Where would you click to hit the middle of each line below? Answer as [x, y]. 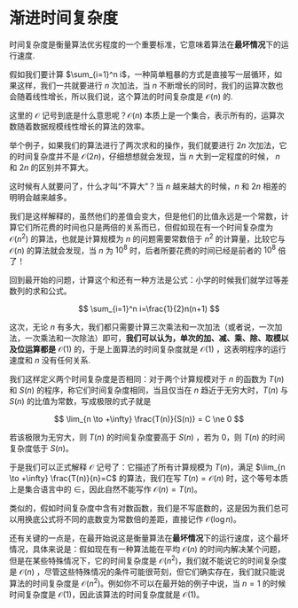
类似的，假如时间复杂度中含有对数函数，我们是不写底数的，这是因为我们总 [145, 508]
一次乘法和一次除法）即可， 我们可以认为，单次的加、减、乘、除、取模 [153, 339]
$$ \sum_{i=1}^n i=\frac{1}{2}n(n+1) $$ [149, 309]
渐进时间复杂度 [64, 18]
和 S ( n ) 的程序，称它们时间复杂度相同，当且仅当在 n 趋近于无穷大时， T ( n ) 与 [149, 390]
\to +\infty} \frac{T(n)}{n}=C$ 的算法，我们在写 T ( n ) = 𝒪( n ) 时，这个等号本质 [149, 479]
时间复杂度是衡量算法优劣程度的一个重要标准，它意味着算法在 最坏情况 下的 [145, 44]
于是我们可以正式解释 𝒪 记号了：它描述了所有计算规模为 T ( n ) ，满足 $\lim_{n [147, 467]
